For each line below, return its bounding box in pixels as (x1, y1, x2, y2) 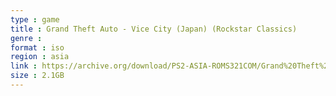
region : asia (10, 52, 70, 62)
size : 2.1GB (10, 71, 65, 81)
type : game (10, 14, 60, 25)
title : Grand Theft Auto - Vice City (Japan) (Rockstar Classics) (10, 24, 298, 34)
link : (10, 61, 38, 71)
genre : (10, 33, 43, 43)
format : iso (10, 42, 65, 53)
